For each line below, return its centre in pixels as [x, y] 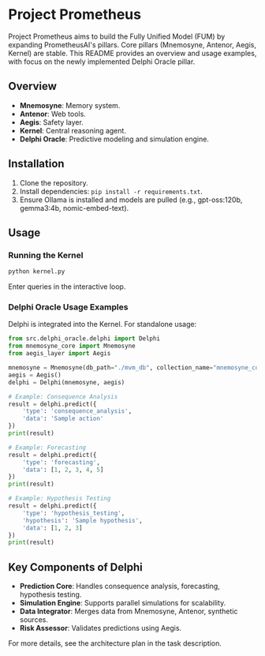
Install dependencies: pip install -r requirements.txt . [111, 191]
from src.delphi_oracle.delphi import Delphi [84, 339]
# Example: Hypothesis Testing [60, 499]
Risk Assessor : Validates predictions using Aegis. [101, 628]
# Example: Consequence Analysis [63, 396]
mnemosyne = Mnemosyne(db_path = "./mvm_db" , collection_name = [111, 368]
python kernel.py [37, 272]
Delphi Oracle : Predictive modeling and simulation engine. [114, 139]
